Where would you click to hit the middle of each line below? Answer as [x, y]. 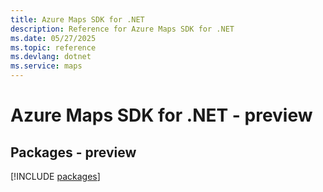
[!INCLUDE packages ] [55, 176]
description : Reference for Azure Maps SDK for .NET [122, 29]
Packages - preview [73, 152]
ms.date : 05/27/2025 [53, 38]
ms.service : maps [46, 66]
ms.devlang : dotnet [51, 57]
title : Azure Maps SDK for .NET [77, 19]
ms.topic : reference [53, 47]
